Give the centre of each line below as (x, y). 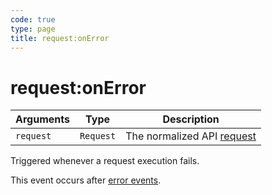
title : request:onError (60, 38)
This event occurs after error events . (86, 180)
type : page (33, 29)
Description (191, 119)
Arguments (42, 119)
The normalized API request (191, 136)
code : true (33, 19)
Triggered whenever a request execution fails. (105, 161)
